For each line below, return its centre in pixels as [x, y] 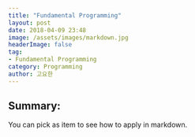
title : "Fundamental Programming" [65, 15]
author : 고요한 [31, 74]
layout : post [30, 23]
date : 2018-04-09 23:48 [47, 30]
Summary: [34, 106]
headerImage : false [40, 45]
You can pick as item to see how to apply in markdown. [98, 125]
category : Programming [45, 67]
